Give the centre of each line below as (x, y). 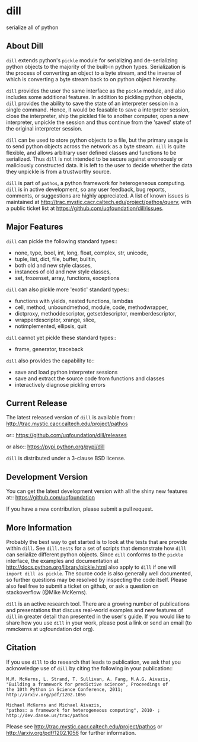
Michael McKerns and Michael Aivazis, (54, 705)
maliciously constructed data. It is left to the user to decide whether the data (99, 165)
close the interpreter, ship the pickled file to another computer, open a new (97, 116)
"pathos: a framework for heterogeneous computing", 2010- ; (83, 710)
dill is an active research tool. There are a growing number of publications (98, 604)
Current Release (37, 403)
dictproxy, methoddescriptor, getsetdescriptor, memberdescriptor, (95, 313)
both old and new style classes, (53, 265)
